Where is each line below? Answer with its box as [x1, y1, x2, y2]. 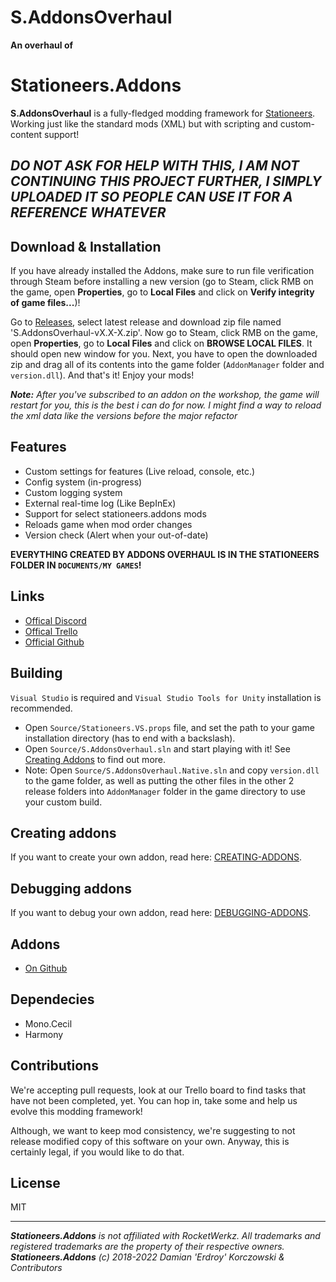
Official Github [24, 636, 85, 648]
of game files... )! [10, 297, 81, 309]
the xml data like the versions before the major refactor [10, 410, 238, 422]
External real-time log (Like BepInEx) [24, 497, 177, 509]
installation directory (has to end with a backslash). [24, 732, 236, 744]
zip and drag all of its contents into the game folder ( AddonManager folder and [10, 359, 325, 371]
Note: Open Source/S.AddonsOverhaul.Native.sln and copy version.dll [24, 764, 320, 776]
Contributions [10, 1057, 99, 1075]
